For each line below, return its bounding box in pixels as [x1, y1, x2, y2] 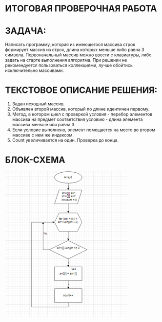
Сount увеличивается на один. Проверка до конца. [12, 138, 119, 143]
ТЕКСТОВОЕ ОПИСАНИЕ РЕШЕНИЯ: [5, 85, 158, 96]
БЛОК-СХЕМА [5, 155, 65, 165]
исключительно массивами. [5, 68, 64, 73]
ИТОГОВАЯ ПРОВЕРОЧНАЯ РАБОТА [5, 3, 157, 14]
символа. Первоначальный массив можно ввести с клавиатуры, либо [5, 52, 152, 58]
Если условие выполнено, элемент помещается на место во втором [12, 127, 156, 133]
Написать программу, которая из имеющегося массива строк [5, 42, 136, 47]
